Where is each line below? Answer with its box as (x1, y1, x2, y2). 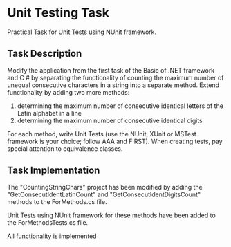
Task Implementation (7, 165, 100, 176)
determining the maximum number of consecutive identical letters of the (17, 102, 223, 110)
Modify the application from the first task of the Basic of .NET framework (7, 66, 215, 74)
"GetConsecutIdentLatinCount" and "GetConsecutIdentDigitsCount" (7, 190, 201, 199)
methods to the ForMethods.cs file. (7, 197, 107, 205)
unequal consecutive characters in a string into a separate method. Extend (7, 81, 220, 89)
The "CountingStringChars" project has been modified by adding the (7, 183, 203, 191)
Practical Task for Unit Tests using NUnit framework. (7, 28, 157, 36)
